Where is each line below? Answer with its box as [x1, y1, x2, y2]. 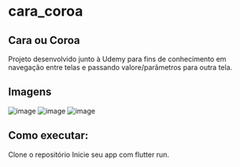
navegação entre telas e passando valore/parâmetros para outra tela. [8, 63, 233, 72]
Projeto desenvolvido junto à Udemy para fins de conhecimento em [8, 54, 227, 64]
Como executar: [8, 129, 89, 143]
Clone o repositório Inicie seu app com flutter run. [8, 150, 169, 159]
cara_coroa [8, 2, 83, 20]
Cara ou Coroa [8, 34, 80, 47]
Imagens [8, 85, 52, 99]
